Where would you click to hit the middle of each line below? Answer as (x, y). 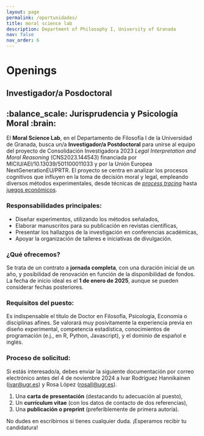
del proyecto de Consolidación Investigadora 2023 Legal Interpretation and (101, 151)
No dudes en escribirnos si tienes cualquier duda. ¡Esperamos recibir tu (97, 421)
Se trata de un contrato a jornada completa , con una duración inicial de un (100, 267)
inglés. (15, 342)
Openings (31, 71)
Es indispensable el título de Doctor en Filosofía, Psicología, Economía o (97, 316)
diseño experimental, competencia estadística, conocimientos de (88, 329)
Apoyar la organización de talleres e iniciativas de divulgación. (94, 238)
